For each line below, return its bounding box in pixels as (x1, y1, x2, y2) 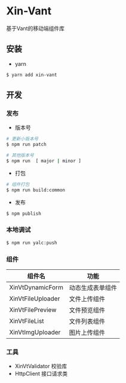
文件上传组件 (69, 294, 106, 303)
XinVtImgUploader (9, 328, 61, 336)
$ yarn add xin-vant (6, 72, 58, 78)
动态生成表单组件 (69, 283, 118, 291)
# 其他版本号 (6, 153, 34, 159)
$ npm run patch (6, 142, 47, 148)
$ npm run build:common (6, 187, 66, 193)
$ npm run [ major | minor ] (6, 157, 82, 164)
